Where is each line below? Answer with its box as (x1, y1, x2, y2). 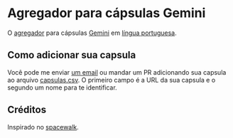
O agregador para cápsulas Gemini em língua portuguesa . (7, 28, 178, 37)
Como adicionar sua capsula (7, 49, 136, 61)
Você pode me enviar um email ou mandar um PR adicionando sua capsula (7, 68, 227, 76)
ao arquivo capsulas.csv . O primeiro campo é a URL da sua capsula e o (7, 75, 216, 84)
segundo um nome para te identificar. (7, 83, 117, 92)
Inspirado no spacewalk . (7, 122, 80, 131)
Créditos (7, 104, 47, 116)
